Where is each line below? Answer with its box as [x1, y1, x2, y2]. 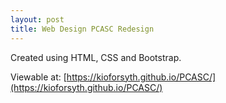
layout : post [10, 14, 65, 25]
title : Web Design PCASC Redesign [10, 24, 155, 34]
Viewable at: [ [10, 71, 67, 83]
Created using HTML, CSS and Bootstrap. [10, 51, 182, 63]
